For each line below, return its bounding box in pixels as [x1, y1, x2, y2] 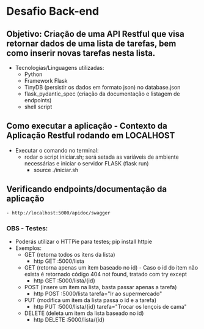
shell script [24, 103, 53, 110]
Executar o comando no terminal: [15, 146, 99, 154]
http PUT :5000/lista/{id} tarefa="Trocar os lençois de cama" [33, 303, 188, 310]
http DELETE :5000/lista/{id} [33, 316, 105, 323]
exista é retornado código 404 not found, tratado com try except [24, 270, 188, 278]
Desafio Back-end [6, 4, 100, 18]
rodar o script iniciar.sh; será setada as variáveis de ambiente [24, 153, 179, 161]
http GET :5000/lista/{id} [33, 277, 96, 284]
